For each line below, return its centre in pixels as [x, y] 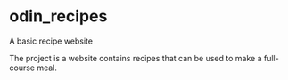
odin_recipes [58, 16]
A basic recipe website [51, 41]
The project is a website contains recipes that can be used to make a [136, 58]
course [22, 68]
